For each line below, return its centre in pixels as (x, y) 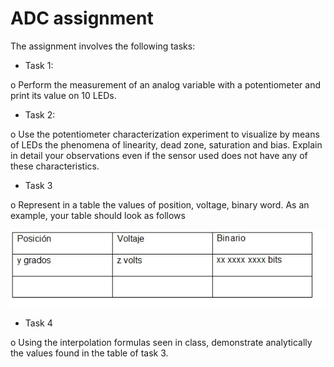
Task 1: (39, 65)
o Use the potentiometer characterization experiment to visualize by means (165, 134)
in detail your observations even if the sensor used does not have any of (159, 155)
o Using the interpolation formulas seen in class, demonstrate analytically (161, 342)
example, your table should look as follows (98, 215)
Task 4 (38, 323)
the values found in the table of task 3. (89, 353)
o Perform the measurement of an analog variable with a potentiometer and (166, 84)
